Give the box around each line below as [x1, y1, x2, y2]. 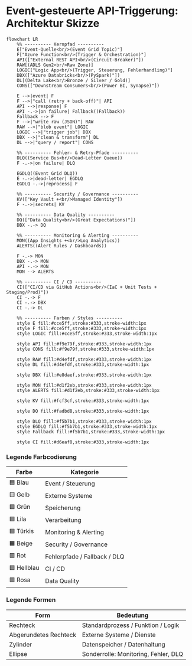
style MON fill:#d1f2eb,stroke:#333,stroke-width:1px [17, 382, 152, 388]
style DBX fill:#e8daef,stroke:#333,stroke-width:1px [17, 372, 152, 378]
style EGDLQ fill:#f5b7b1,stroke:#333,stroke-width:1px [17, 423, 158, 429]
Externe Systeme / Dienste [82, 631, 156, 639]
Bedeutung [116, 611, 149, 619]
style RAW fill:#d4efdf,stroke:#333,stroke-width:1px [17, 356, 152, 363]
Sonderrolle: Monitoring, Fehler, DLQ [82, 649, 184, 658]
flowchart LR [6, 36, 38, 42]
